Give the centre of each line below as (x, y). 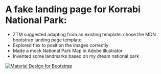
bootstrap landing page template (47, 40)
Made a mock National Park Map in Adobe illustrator (67, 51)
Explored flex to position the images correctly (61, 45)
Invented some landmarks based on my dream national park (76, 56)
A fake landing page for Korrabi (73, 9)
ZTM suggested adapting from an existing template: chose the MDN (84, 34)
